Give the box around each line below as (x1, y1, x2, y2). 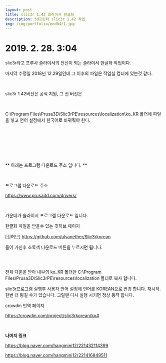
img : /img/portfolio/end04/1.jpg (5, 21, 75, 26)
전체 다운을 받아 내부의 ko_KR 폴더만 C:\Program (5, 269, 101, 275)
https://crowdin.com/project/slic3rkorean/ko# (5, 313, 99, 319)
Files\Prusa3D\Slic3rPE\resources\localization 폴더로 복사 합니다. (5, 275, 137, 281)
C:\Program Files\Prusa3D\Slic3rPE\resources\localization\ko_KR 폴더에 (5, 111, 152, 117)
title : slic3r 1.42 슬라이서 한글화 (5, 12, 74, 17)
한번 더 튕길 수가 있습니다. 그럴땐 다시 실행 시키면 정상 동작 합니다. (5, 292, 134, 298)
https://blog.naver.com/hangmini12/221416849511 (5, 353, 107, 359)
